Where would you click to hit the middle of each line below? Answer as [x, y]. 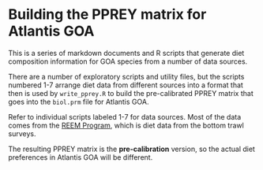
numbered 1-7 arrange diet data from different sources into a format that [126, 85]
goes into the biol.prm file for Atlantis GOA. [79, 102]
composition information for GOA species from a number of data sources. [128, 61]
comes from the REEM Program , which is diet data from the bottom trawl [126, 125]
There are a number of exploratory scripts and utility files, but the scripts [126, 76]
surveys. [22, 133]
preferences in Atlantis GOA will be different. [81, 157]
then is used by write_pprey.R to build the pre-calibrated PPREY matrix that [131, 93]
